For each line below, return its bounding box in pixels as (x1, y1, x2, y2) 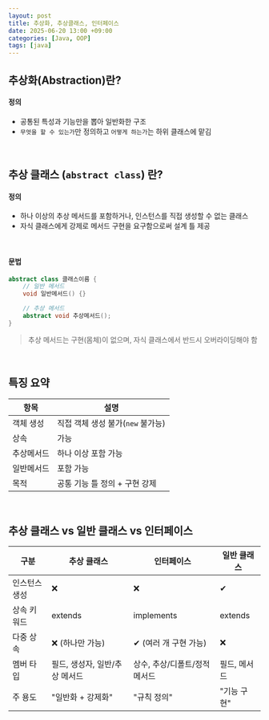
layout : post (8, 11, 52, 20)
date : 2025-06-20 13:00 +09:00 (8, 26, 113, 35)
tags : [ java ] (8, 42, 52, 50)
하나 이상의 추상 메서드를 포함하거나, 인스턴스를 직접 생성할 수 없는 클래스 (19, 211, 249, 221)
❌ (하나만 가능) (51, 637, 106, 649)
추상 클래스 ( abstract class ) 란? (8, 168, 163, 181)
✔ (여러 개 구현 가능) (133, 637, 207, 649)
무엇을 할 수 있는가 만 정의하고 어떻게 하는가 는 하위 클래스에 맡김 (19, 126, 212, 136)
